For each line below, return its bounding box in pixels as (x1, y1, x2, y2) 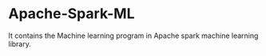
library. (8, 39, 32, 48)
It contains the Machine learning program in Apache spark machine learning (8, 31, 259, 40)
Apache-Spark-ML (8, 5, 135, 23)
